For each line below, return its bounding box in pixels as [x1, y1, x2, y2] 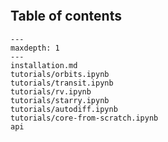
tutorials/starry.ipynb [10, 95, 110, 105]
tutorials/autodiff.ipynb [10, 104, 118, 114]
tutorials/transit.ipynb [10, 78, 114, 88]
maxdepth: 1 [10, 43, 60, 53]
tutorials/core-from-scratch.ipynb [10, 113, 159, 123]
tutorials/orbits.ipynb [10, 69, 110, 79]
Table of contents [10, 8, 122, 25]
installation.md [10, 60, 78, 70]
